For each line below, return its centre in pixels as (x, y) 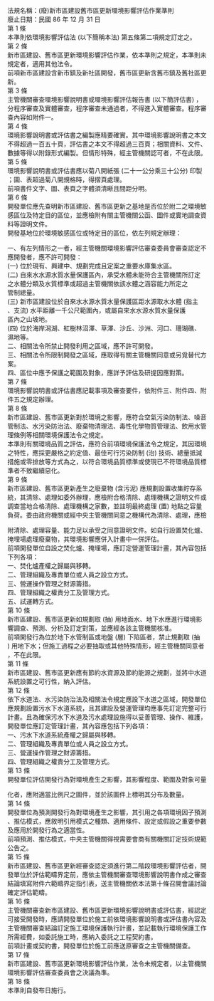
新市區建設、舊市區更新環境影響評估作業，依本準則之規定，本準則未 (107, 55)
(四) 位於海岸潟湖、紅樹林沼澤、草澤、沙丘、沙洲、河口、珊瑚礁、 (104, 328)
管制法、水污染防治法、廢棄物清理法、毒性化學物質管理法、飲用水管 (107, 426)
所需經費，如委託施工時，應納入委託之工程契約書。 (82, 937)
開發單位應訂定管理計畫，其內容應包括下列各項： (79, 726)
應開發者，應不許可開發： (45, 257)
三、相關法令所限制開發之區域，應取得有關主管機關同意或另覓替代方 (107, 355)
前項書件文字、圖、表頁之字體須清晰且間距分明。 (79, 188)
